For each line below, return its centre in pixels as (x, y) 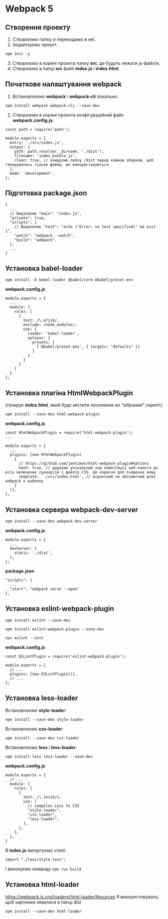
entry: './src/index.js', (37, 143)
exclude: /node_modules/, (50, 325)
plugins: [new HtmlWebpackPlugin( (46, 455)
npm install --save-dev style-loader (45, 719)
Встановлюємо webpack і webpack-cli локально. (65, 96)
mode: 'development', (32, 173)
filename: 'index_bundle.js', (46, 156)
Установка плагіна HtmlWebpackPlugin (69, 393)
